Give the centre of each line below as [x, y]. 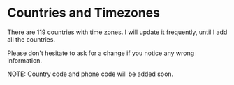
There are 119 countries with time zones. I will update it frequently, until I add [117, 32]
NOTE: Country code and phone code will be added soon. [90, 74]
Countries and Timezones [84, 13]
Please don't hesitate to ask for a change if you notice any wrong [101, 53]
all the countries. [31, 39]
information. [25, 60]
